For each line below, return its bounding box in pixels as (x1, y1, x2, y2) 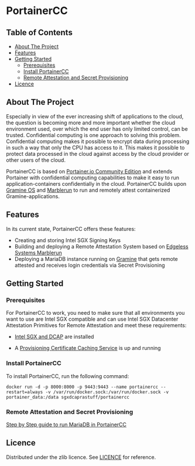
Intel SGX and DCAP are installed (14, 333, 94, 341)
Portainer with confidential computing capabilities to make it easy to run (6, 174, 180, 181)
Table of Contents (6, 28, 73, 38)
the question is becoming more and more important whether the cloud (6, 119, 176, 126)
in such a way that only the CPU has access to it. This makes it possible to (6, 144, 185, 151)
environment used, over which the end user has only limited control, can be (6, 125, 189, 132)
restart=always (6, 389, 43, 395)
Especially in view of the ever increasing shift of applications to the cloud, (6, 113, 184, 120)
